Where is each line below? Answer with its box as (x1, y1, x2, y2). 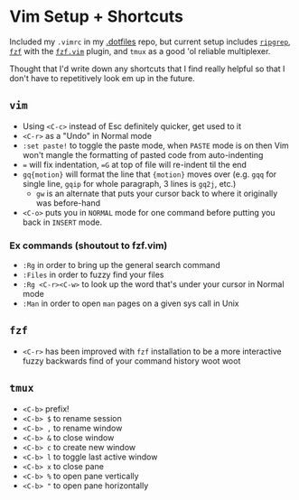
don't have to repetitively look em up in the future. (9, 72, 196, 83)
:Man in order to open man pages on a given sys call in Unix (22, 298, 239, 309)
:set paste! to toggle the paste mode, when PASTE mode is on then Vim (22, 140, 289, 151)
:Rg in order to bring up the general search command (22, 260, 220, 271)
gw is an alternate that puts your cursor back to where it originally (35, 188, 278, 199)
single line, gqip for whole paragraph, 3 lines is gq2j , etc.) (22, 178, 237, 189)
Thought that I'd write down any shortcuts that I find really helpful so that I (9, 63, 285, 74)
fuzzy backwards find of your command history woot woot (22, 355, 241, 366)
